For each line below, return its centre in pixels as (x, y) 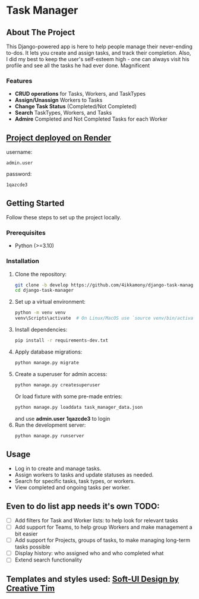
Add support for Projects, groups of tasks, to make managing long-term (102, 540)
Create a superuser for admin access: (61, 374)
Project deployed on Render (59, 138)
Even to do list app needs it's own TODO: (83, 506)
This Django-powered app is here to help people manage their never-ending (99, 46)
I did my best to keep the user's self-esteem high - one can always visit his (98, 59)
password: (19, 174)
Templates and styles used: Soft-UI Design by (93, 579)
